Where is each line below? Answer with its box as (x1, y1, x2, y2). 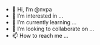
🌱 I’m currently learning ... (12, 19, 77, 26)
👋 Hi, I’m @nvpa (12, 6, 53, 13)
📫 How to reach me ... (12, 32, 68, 39)
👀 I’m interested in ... (12, 12, 64, 19)
